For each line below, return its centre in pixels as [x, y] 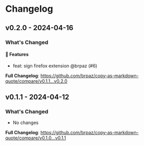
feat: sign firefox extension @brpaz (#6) [55, 66]
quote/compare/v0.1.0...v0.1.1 [36, 138]
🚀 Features [17, 55]
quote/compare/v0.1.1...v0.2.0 [36, 81]
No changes [26, 123]
